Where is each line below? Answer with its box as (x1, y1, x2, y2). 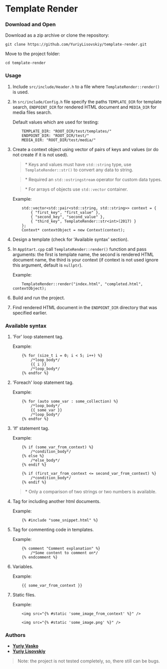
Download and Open (5, 21, 56, 28)
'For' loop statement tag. (12, 334, 64, 340)
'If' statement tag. (12, 425, 49, 432)
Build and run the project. (12, 295, 65, 301)
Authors (5, 632, 26, 638)
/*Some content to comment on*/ (31, 551, 98, 556)
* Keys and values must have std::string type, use (25, 161, 131, 167)
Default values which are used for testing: (12, 119, 99, 125)
